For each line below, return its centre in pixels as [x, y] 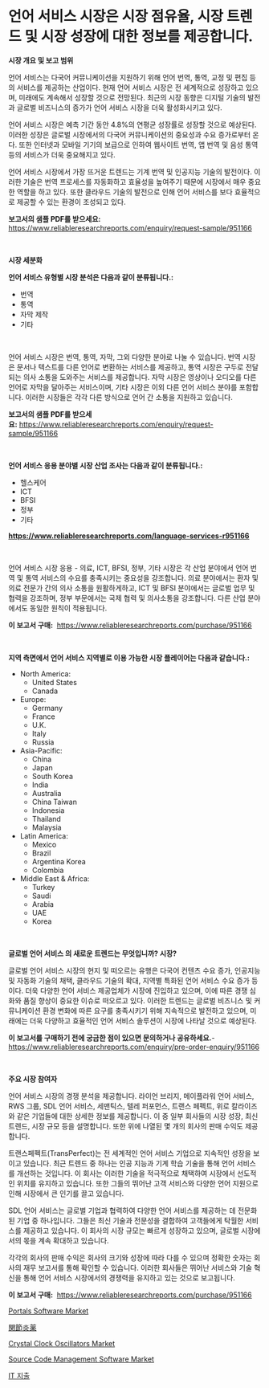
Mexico [44, 844]
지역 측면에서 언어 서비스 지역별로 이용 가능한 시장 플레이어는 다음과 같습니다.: [129, 657]
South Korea [53, 776]
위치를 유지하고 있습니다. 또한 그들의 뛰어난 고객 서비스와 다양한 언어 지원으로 [138, 1183]
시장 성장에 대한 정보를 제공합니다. [147, 37]
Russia [43, 742]
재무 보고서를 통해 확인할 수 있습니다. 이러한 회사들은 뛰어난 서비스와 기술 [138, 1268]
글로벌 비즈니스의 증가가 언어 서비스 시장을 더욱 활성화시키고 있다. [119, 107]
